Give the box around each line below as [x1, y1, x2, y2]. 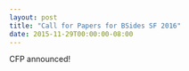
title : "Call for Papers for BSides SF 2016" [9, 21, 181, 30]
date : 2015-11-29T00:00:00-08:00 [9, 29, 134, 38]
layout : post [9, 12, 58, 22]
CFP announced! [9, 54, 71, 65]
